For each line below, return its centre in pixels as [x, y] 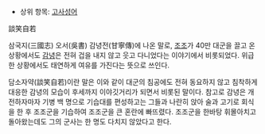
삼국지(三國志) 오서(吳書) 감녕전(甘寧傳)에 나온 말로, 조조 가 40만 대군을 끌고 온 [132, 45]
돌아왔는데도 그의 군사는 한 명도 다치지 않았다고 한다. [90, 122]
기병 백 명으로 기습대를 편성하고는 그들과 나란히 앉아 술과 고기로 [141, 102]
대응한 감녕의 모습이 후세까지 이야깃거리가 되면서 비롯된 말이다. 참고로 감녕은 [127, 92]
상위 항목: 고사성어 [49, 11]
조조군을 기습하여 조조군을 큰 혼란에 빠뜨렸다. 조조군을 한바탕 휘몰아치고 [145, 112]
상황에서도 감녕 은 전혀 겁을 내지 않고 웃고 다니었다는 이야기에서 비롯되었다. [124, 55]
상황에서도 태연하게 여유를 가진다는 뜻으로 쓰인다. [93, 65]
